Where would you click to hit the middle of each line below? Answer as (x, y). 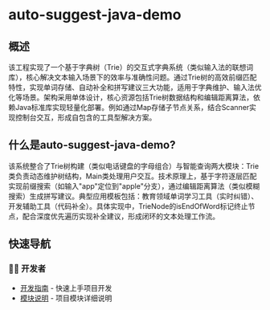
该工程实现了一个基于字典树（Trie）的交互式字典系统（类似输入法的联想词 (131, 67)
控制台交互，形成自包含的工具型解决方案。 (86, 117)
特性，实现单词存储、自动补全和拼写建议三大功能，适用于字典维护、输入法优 (135, 87)
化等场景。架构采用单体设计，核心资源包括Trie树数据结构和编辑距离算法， (131, 97)
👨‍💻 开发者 (27, 269)
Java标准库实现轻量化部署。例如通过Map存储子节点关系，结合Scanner (132, 107)
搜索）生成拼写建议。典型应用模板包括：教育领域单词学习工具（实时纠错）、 (133, 196)
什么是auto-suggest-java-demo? (92, 145)
